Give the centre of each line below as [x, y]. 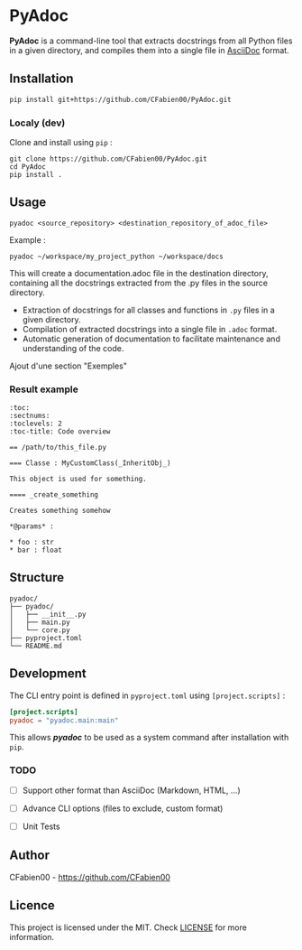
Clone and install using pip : [61, 142]
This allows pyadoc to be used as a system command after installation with [149, 738]
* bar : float [36, 550]
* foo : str [32, 543]
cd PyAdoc [28, 167]
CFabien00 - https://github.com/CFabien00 [90, 877]
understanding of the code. [73, 348]
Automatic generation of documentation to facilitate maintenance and [151, 339]
